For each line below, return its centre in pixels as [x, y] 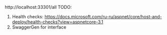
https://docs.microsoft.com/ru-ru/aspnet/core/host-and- [103, 17]
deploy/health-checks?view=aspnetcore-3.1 [58, 22]
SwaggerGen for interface [39, 27]
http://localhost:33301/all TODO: [38, 7]
